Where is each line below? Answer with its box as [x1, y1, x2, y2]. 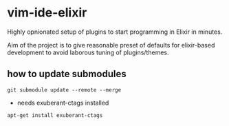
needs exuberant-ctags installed [17, 98, 109, 107]
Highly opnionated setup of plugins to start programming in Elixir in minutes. [7, 28, 223, 36]
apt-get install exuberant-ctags [7, 112, 103, 118]
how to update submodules [7, 68, 127, 80]
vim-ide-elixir [7, 5, 87, 21]
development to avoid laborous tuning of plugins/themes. [7, 48, 169, 56]
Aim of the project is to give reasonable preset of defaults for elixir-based [7, 41, 215, 49]
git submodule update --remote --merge [7, 86, 122, 94]
